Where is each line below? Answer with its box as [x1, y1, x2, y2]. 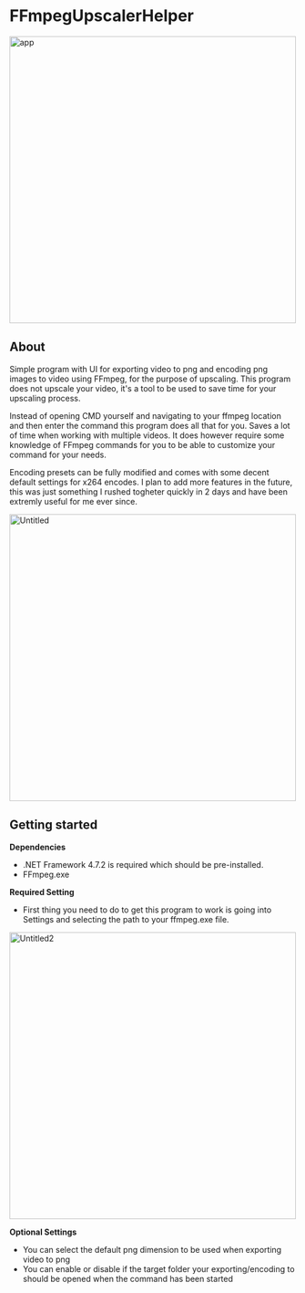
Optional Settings [9, 1226, 77, 1237]
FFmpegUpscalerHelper [9, 5, 194, 26]
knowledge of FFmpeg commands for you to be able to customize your [9, 439, 276, 450]
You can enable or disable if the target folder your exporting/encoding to [22, 1263, 295, 1274]
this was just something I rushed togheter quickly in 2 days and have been [9, 485, 289, 497]
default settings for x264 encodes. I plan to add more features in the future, [9, 476, 293, 487]
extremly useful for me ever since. [9, 495, 138, 506]
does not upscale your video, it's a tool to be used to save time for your [9, 382, 277, 393]
